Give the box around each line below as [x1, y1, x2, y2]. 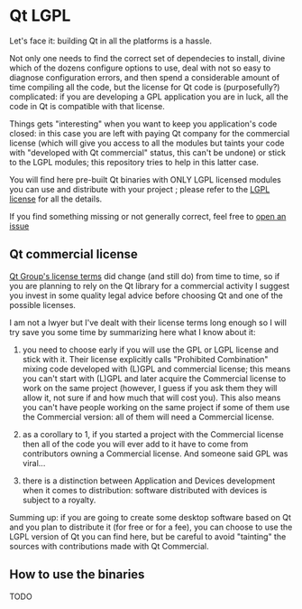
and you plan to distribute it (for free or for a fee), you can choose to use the [9, 521, 293, 532]
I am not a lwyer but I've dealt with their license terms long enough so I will [9, 317, 287, 328]
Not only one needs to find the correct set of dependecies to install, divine [9, 52, 286, 63]
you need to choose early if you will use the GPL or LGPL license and [22, 344, 279, 355]
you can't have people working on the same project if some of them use [22, 401, 290, 412]
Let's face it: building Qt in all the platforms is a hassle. [9, 35, 213, 46]
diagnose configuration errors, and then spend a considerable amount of [9, 71, 280, 82]
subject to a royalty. [22, 494, 96, 505]
